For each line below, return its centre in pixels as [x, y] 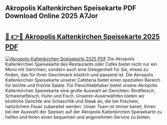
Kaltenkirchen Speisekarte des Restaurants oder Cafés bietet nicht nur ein [81, 64]
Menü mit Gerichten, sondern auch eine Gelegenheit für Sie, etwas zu [77, 69]
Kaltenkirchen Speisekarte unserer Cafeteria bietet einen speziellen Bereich [83, 80]
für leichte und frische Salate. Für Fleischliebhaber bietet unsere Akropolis [82, 85]
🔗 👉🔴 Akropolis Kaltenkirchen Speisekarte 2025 [83, 37]
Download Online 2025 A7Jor [52, 16]
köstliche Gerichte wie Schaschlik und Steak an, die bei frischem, [72, 101]
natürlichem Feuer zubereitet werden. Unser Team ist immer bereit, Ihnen [81, 106]
